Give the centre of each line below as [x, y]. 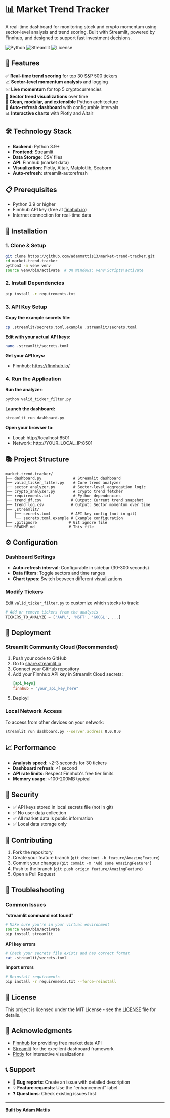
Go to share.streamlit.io [37, 664]
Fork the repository [33, 852]
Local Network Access [34, 711]
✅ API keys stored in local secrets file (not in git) [63, 807]
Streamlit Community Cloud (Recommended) [62, 647]
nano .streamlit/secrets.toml [37, 346]
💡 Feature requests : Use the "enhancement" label [65, 1087]
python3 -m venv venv [28, 265]
